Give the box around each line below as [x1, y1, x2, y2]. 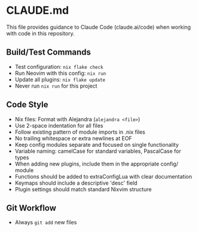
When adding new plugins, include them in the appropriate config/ [14, 160, 178, 167]
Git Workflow [6, 203, 57, 213]
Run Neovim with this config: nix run [14, 70, 106, 77]
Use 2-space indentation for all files [14, 122, 103, 129]
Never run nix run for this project [14, 82, 98, 89]
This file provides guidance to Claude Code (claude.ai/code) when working [6, 23, 191, 31]
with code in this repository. [6, 29, 75, 37]
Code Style [6, 100, 48, 110]
